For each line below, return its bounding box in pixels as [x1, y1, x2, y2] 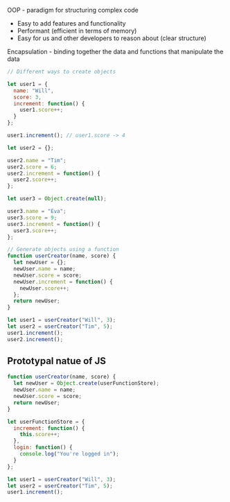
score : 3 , [13, 94, 42, 101]
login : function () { [13, 444, 73, 451]
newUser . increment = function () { [13, 278, 113, 285]
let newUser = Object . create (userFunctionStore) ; [13, 380, 159, 387]
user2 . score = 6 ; [7, 163, 57, 171]
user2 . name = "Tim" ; [7, 157, 67, 164]
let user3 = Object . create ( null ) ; [7, 196, 107, 202]
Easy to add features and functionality [17, 19, 126, 27]
